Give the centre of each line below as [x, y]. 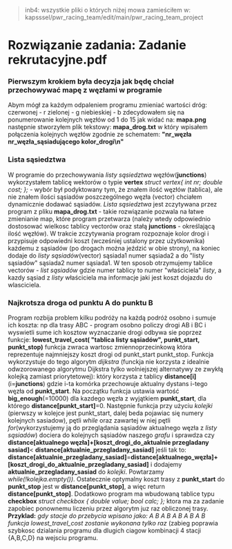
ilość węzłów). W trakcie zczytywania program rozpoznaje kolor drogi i [108, 233]
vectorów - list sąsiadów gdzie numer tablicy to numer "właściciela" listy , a [115, 270]
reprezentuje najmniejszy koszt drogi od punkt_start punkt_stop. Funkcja [111, 354]
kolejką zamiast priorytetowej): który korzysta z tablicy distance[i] [102, 376]
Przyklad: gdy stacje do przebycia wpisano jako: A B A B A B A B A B [107, 516]
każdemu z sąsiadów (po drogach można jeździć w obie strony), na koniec [114, 248]
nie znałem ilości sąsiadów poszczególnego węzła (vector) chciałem [105, 197]
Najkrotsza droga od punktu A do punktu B [81, 302]
